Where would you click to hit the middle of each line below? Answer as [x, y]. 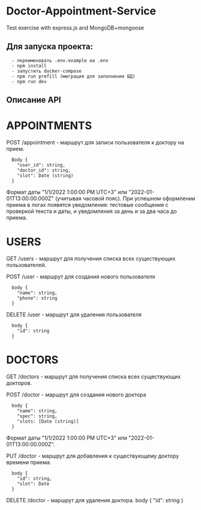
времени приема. [29, 462]
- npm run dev [29, 81]
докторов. [19, 382]
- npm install [29, 66]
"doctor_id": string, [44, 171]
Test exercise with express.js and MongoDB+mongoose [75, 28]
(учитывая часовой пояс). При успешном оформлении [125, 198]
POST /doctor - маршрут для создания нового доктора [76, 395]
